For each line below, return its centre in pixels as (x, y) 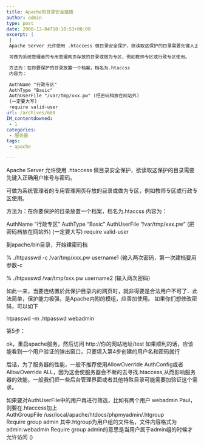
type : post (20, 23)
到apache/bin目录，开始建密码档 (47, 245)
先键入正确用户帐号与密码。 (41, 178)
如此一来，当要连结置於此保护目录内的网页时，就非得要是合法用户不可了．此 (102, 291)
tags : (13, 141)
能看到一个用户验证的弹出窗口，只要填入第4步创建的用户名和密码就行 (93, 351)
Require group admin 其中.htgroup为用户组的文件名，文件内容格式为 (92, 422)
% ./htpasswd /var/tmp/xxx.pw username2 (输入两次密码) (78, 278)
